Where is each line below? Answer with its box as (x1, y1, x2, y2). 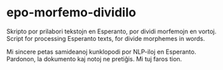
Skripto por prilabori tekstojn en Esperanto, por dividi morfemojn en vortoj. (6, 27, 217, 35)
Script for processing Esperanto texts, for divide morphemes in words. (6, 34, 205, 42)
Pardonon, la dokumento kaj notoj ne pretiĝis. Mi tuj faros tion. (6, 54, 183, 63)
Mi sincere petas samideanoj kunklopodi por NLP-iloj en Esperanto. (6, 48, 197, 56)
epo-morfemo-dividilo (6, 5, 137, 20)
